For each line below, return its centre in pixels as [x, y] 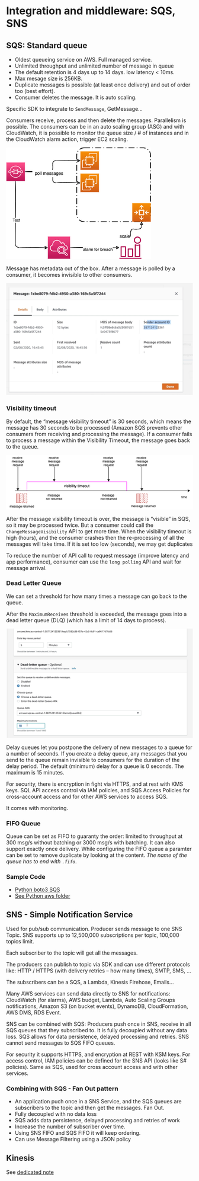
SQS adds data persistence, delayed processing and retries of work [97, 1121]
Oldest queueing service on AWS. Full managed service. [83, 60]
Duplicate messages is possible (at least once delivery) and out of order [102, 85]
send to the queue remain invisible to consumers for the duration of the [93, 760]
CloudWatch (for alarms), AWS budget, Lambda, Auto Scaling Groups [91, 1000]
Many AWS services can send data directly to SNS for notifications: [88, 994]
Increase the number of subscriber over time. [70, 1126]
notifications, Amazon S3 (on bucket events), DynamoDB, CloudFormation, [97, 1006]
